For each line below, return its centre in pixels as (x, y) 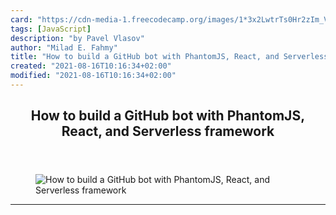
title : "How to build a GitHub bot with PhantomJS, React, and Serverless (169, 57)
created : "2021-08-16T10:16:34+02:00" (91, 66)
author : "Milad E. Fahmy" (64, 47)
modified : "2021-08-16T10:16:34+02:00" (93, 76)
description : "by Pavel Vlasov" (77, 38)
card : (21, 19)
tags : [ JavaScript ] (51, 29)
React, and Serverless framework (168, 131)
